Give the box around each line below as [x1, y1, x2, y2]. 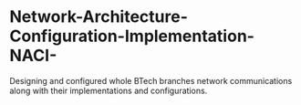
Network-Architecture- [9, 6, 189, 27]
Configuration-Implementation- [9, 26, 255, 47]
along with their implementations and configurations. [9, 85, 208, 96]
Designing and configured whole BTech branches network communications [9, 75, 293, 86]
